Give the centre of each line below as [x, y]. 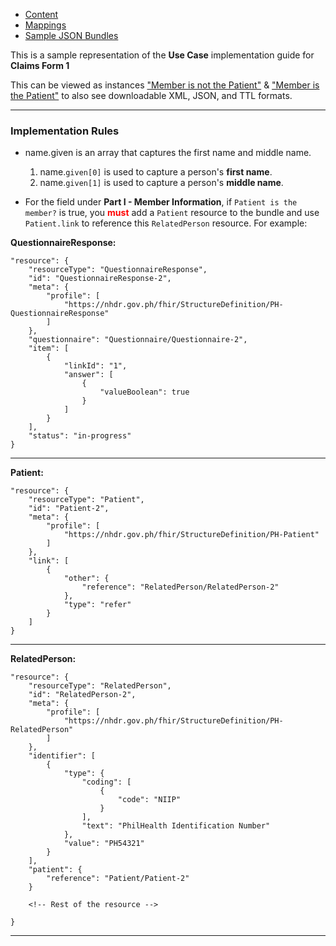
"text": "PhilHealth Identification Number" [176, 826]
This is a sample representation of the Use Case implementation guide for [162, 55]
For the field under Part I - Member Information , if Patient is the [161, 202]
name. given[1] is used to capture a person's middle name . [161, 183]
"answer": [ [88, 375]
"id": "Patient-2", [69, 509]
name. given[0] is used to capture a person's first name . [156, 172]
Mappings [45, 25]
